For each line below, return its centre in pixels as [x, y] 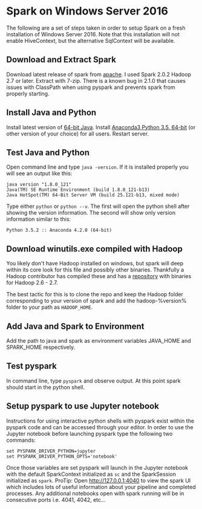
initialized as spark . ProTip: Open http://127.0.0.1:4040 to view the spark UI [99, 480]
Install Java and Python [51, 113]
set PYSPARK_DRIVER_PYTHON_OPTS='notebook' [62, 456]
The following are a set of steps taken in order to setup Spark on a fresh [96, 28]
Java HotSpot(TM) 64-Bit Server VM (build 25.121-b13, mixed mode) [93, 195]
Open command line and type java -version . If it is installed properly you [97, 167]
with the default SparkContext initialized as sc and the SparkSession [91, 474]
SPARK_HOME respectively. [41, 347]
